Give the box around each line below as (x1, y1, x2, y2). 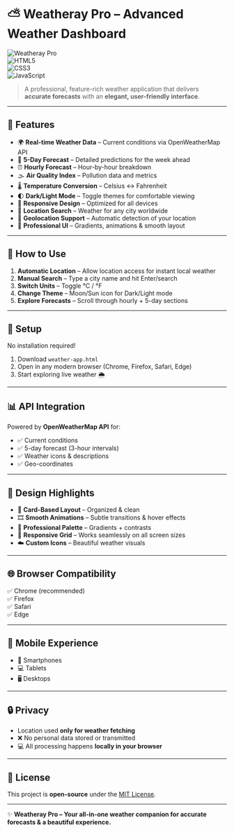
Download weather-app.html (17, 355, 99, 364)
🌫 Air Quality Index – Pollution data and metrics (17, 171, 157, 179)
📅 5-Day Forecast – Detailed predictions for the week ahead (17, 155, 190, 163)
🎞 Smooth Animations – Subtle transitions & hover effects (17, 513, 186, 522)
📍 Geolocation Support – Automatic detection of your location (17, 214, 196, 222)
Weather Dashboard (7, 26, 127, 42)
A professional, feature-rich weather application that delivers (24, 84, 199, 93)
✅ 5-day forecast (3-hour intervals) (17, 444, 120, 452)
